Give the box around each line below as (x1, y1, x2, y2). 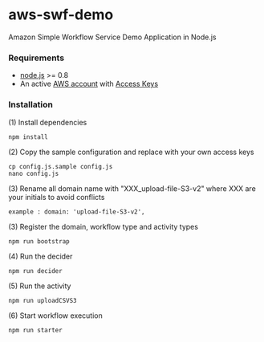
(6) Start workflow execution (8, 311, 103, 320)
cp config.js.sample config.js (8, 162, 113, 170)
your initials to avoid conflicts (8, 192, 105, 202)
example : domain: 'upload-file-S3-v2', (8, 207, 146, 216)
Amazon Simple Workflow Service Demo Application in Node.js (8, 32, 217, 42)
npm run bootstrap (8, 237, 70, 246)
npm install (8, 132, 48, 141)
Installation (8, 99, 54, 110)
